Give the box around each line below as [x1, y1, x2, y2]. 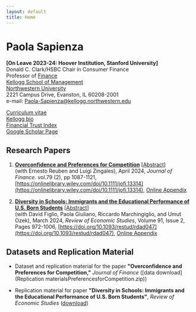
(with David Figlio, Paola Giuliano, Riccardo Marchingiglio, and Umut [14, 211, 181, 218]
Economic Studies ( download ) [14, 299, 88, 307]
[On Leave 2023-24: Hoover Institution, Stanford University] [6, 60, 159, 67]
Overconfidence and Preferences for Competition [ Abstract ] [14, 161, 166, 169]
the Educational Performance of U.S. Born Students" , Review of [14, 293, 175, 301]
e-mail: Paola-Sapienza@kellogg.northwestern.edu [6, 98, 131, 105]
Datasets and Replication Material [6, 247, 134, 257]
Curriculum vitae [6, 109, 47, 116]
